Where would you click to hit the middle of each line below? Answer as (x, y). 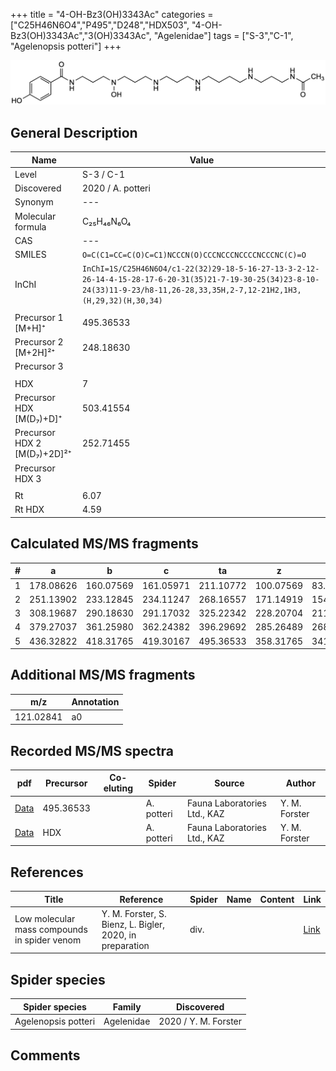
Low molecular (45, 919)
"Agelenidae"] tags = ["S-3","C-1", (223, 35)
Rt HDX (29, 510)
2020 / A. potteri (116, 188)
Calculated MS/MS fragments (104, 544)
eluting (118, 788)
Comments (45, 1055)
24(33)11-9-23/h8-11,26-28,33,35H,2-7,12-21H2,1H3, (191, 290)
